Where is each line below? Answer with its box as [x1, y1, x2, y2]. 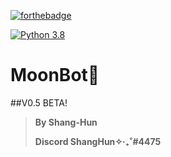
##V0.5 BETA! [10, 96, 68, 109]
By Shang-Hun [34, 116, 98, 128]
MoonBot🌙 [10, 64, 100, 87]
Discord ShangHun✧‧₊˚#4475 [34, 135, 162, 147]
